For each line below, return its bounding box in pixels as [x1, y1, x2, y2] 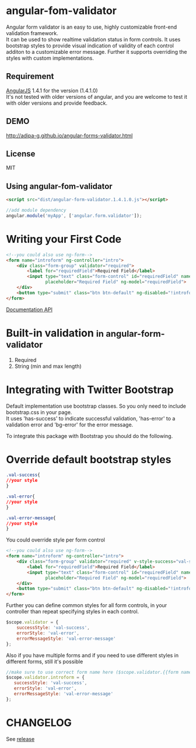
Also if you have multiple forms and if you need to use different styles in [6, 652, 179, 659]
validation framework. [6, 29, 58, 36]
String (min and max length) [14, 363, 82, 370]
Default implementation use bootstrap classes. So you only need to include [6, 402, 187, 409]
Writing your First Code [6, 233, 121, 246]
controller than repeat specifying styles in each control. [6, 608, 139, 615]
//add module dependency [6, 208, 66, 213]
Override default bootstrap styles [6, 453, 171, 466]
